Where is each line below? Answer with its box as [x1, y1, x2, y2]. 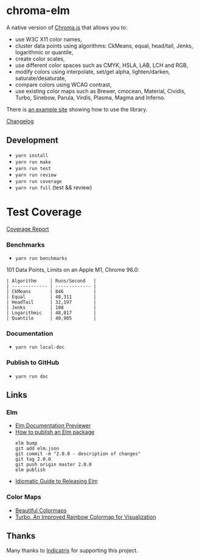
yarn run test [15, 165, 51, 171]
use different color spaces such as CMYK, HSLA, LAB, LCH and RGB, [15, 62, 189, 69]
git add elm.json [15, 445, 60, 452]
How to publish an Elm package [15, 428, 95, 436]
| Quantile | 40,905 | [6, 315, 97, 321]
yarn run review [15, 172, 57, 178]
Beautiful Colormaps [15, 506, 67, 514]
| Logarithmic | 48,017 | [6, 310, 97, 316]
